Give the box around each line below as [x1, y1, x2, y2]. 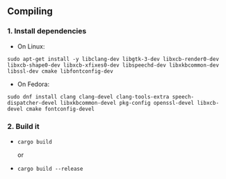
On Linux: [17, 42, 45, 51]
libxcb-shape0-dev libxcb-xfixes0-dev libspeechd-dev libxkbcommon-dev [7, 62, 219, 69]
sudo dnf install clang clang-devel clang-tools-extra [7, 93, 170, 100]
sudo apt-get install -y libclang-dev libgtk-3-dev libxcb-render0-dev [7, 56, 219, 62]
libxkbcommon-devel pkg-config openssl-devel [60, 99, 195, 106]
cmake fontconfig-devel [25, 105, 95, 112]
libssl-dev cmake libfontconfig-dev [7, 67, 113, 75]
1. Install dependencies [7, 26, 87, 36]
